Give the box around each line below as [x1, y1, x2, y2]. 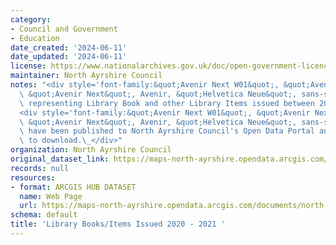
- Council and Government [10, 24, 118, 34]
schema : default [10, 210, 78, 220]
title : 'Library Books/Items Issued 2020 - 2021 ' [10, 219, 226, 230]
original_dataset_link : [10, 154, 110, 164]
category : [10, 14, 52, 25]
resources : [10, 172, 56, 183]
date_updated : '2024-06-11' [10, 52, 128, 62]
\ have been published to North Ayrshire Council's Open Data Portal [19, 126, 315, 136]
